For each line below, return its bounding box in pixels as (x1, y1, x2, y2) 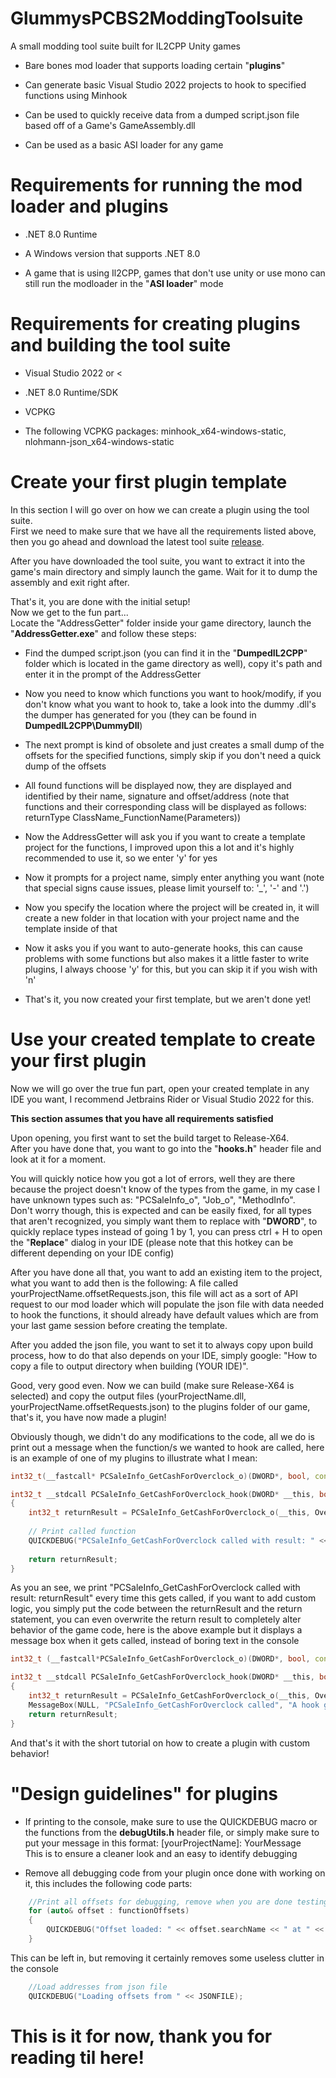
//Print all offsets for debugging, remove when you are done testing (28, 1897, 329, 1907)
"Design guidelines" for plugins (10, 1782, 279, 1805)
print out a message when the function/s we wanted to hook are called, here (10, 1441, 325, 1453)
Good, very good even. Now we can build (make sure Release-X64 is (10, 1379, 295, 1391)
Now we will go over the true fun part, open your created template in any (10, 1082, 310, 1094)
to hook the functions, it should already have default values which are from (10, 1308, 319, 1321)
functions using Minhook (24, 89, 128, 101)
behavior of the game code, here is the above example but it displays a (10, 1624, 303, 1636)
